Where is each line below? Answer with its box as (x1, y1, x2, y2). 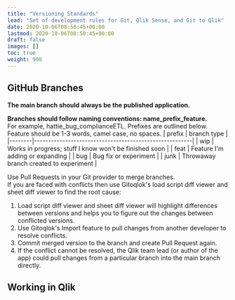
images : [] (7, 43, 39, 50)
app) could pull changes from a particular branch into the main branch (17, 254, 221, 262)
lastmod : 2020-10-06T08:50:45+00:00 (7, 30, 114, 37)
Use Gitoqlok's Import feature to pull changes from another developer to (17, 223, 227, 232)
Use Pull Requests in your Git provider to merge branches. (7, 173, 175, 181)
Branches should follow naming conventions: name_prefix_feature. (7, 114, 208, 123)
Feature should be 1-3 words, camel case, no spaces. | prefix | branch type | (7, 129, 228, 138)
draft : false (7, 37, 46, 44)
